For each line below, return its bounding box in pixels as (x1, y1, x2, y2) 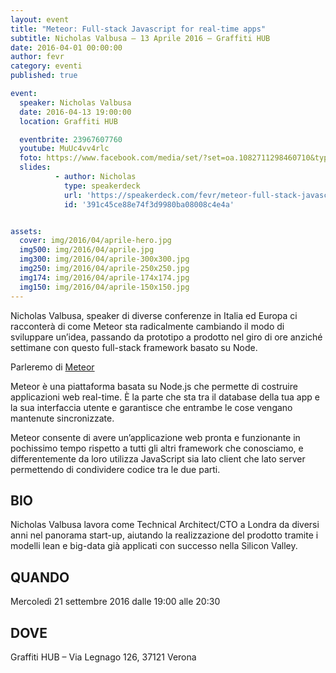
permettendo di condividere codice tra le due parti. (10, 463, 221, 475)
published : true (10, 71, 78, 81)
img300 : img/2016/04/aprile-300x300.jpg (19, 254, 190, 265)
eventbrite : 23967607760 (19, 134, 123, 145)
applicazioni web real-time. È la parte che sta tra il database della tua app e (10, 391, 320, 403)
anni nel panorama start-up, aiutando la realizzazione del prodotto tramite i (10, 529, 319, 541)
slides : (19, 162, 52, 173)
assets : (10, 226, 43, 236)
